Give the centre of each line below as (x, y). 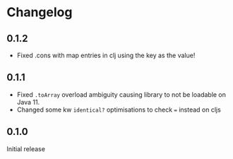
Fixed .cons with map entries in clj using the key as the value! (106, 55)
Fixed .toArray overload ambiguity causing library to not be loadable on (121, 94)
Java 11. (28, 102)
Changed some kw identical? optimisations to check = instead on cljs (119, 110)
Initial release (26, 148)
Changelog (40, 12)
